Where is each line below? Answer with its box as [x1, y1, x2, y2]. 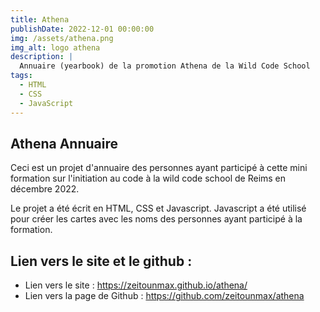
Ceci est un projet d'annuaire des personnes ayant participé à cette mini [10, 162, 308, 174]
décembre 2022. [10, 183, 80, 195]
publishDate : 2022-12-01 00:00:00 [10, 24, 155, 34]
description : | [10, 52, 74, 62]
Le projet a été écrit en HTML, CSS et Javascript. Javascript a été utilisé [10, 202, 307, 215]
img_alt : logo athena [10, 42, 101, 53]
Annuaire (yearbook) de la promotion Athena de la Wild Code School [19, 61, 311, 71]
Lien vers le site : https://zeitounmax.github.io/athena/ [24, 279, 248, 291]
